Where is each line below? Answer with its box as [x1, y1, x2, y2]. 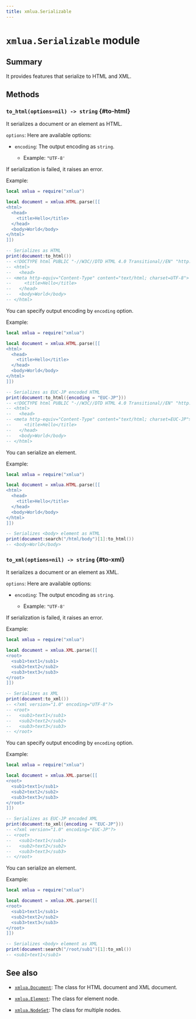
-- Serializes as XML [6, 690, 59, 697]
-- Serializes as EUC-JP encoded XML [6, 816, 98, 822]
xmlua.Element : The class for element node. [14, 995, 119, 1002]
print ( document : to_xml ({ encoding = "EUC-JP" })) [6, 821, 124, 827]
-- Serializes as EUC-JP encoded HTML [6, 389, 100, 395]
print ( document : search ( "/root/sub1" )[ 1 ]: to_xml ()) [6, 946, 132, 952]
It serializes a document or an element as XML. [6, 569, 119, 576]
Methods [6, 90, 40, 100]
